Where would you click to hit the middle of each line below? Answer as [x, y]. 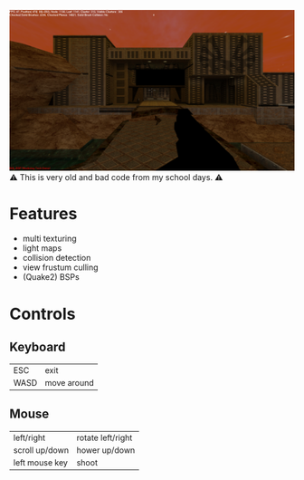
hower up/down [106, 450]
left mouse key [40, 462]
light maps [42, 248]
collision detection [57, 258]
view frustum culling [60, 267]
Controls [43, 314]
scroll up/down [41, 450]
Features [43, 213]
